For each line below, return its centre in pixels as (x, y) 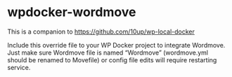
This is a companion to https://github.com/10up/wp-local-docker (101, 31)
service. (19, 67)
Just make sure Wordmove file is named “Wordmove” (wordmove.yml (108, 52)
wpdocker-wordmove (72, 12)
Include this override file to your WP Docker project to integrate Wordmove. (116, 45)
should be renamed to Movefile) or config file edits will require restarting (112, 59)
